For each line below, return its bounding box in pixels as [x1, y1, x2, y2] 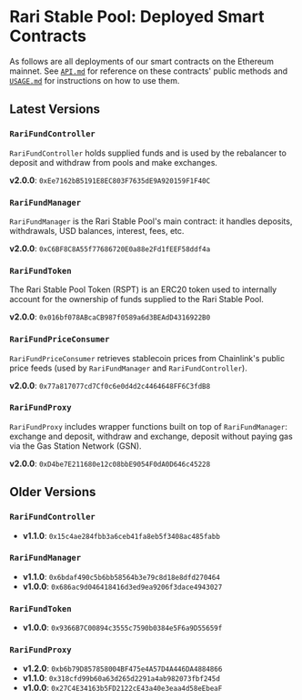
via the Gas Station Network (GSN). [9, 440, 143, 451]
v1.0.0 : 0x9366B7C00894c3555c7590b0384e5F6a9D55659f [22, 622, 223, 634]
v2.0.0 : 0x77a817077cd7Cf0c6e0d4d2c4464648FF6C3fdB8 [9, 380, 211, 391]
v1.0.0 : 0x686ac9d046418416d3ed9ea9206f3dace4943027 [22, 581, 223, 592]
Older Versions [9, 484, 96, 500]
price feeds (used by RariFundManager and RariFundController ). [9, 362, 247, 373]
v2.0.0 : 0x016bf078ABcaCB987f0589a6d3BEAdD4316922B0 [9, 311, 211, 322]
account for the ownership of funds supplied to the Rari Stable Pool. [9, 294, 264, 305]
